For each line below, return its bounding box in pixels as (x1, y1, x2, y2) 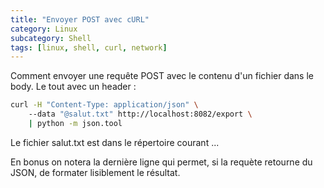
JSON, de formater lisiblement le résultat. (10, 166, 181, 178)
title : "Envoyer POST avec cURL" (10, 14, 150, 25)
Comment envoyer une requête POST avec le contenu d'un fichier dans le (10, 70, 314, 82)
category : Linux (10, 24, 78, 34)
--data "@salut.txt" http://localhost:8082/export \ (28, 109, 253, 120)
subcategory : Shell (10, 33, 92, 43)
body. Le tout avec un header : (10, 81, 137, 93)
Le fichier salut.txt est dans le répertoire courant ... (10, 136, 220, 148)
